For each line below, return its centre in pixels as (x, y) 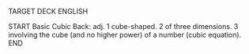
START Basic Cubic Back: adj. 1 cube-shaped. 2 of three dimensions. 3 (123, 26)
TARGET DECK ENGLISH (48, 11)
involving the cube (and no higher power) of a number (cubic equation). (125, 35)
